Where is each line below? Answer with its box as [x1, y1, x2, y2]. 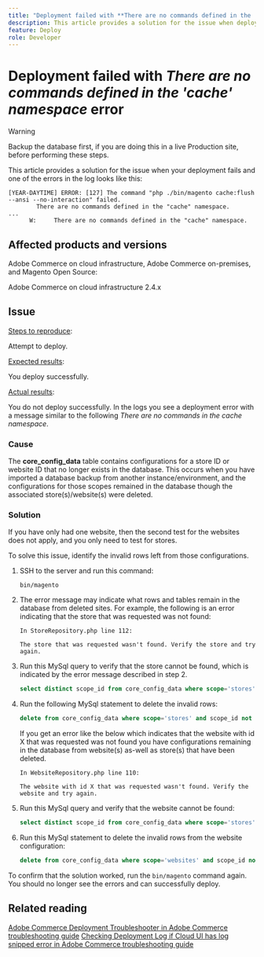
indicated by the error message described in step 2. [19, 670, 188, 679]
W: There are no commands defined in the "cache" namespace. [28, 217, 247, 225]
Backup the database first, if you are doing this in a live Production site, [8, 142, 239, 152]
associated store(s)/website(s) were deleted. [8, 490, 153, 499]
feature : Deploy [8, 26, 61, 34]
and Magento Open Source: [8, 267, 98, 276]
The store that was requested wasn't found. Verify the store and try [19, 641, 256, 649]
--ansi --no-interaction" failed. [8, 196, 122, 204]
